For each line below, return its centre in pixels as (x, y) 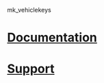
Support (31, 69)
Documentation (52, 38)
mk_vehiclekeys (29, 10)
